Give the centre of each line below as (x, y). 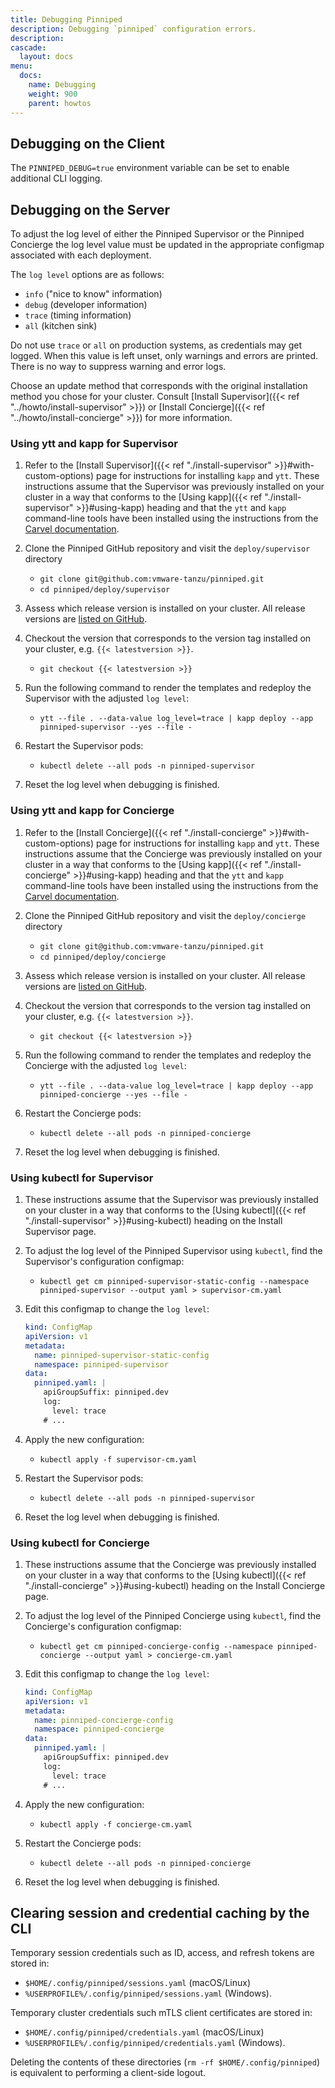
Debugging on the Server (90, 209)
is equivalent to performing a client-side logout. (108, 2073)
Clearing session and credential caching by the (160, 1912)
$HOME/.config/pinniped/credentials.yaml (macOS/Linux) (144, 2032)
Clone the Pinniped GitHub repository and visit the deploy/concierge (165, 915)
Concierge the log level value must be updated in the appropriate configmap (167, 245)
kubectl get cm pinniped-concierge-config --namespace (156, 1646)
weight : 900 (53, 94)
